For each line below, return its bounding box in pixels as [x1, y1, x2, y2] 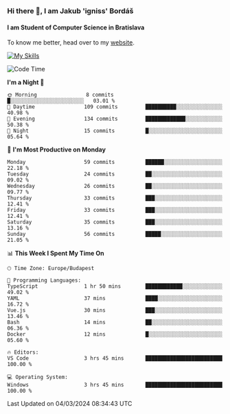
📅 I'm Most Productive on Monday [7, 145, 106, 154]
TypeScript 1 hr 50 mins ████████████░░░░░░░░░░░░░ [7, 283, 223, 290]
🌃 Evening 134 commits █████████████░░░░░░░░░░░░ [7, 116, 223, 123]
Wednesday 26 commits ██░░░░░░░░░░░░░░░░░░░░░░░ [7, 183, 223, 190]
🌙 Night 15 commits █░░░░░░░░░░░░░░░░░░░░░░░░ [7, 127, 223, 134]
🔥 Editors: [7, 349, 39, 356]
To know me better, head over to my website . [7, 38, 135, 47]
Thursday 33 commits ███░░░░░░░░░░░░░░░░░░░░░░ [7, 195, 223, 202]
